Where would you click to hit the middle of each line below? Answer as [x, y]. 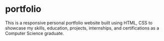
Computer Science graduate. [35, 33]
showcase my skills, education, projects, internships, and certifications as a [82, 28]
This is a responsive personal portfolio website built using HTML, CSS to [79, 23]
